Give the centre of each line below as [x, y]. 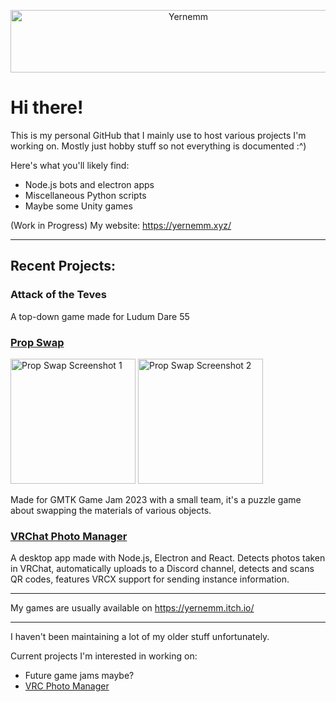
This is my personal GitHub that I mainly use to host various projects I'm [158, 135]
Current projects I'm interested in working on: [104, 656]
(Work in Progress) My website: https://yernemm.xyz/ [121, 225]
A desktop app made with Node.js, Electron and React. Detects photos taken [168, 558]
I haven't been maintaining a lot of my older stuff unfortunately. [140, 637]
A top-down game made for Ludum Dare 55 [100, 316]
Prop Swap [37, 342]
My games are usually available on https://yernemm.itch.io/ [132, 608]
